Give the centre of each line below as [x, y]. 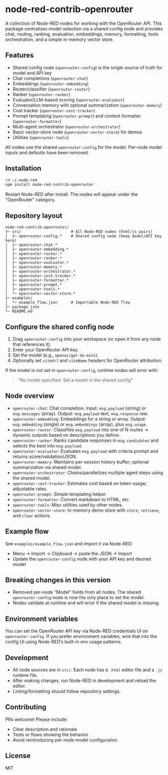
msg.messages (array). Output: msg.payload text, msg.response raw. [80, 414]
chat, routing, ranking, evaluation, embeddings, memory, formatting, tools [82, 34]
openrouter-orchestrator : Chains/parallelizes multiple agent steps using [88, 472]
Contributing [26, 707]
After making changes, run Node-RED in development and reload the [84, 680]
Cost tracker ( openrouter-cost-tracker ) [54, 110]
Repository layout [34, 216]
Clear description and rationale [45, 729]
